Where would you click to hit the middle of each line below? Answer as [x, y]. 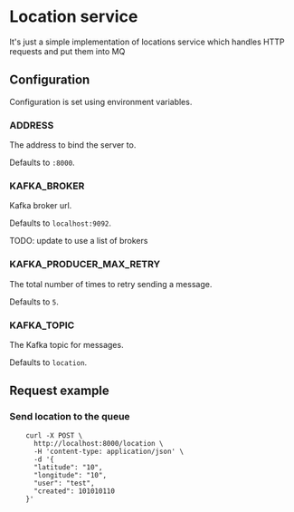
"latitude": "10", [68, 467]
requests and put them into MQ [67, 51]
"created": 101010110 [74, 491]
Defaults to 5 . [34, 302]
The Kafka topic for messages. [66, 344]
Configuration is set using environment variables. [101, 101]
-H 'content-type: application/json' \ [108, 451]
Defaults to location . [48, 362]
